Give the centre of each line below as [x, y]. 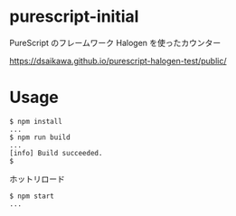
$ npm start [32, 196]
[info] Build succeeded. [56, 153]
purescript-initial [74, 17]
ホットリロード [37, 179]
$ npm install [36, 121]
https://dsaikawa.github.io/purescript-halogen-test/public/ [118, 61]
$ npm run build [40, 137]
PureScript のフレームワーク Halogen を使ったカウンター [115, 42]
